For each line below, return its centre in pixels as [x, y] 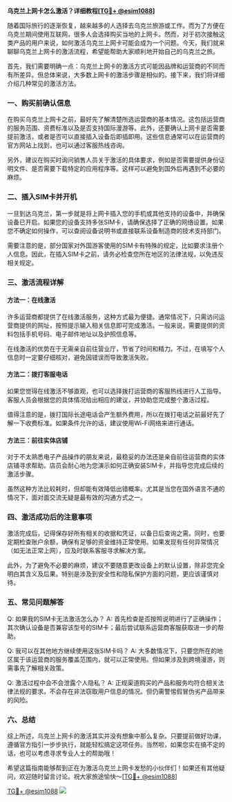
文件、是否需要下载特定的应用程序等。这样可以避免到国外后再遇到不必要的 [119, 169]
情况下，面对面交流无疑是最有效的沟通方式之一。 [77, 498]
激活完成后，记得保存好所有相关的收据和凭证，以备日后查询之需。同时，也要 [116, 533]
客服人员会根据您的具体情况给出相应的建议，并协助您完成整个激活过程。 [110, 400]
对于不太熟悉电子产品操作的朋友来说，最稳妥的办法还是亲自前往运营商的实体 [116, 457]
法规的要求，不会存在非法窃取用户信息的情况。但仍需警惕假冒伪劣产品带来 [119, 691]
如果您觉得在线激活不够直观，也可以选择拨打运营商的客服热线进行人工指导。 [116, 391]
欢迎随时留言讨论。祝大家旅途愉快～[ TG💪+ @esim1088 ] [98, 776]
